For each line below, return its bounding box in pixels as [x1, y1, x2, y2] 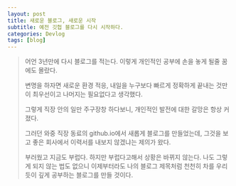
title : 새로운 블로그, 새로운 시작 [7, 17, 97, 24]
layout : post [7, 10, 46, 18]
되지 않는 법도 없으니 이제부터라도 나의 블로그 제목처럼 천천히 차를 [32, 162, 215, 170]
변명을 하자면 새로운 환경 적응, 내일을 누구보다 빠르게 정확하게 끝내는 [24, 81, 215, 89]
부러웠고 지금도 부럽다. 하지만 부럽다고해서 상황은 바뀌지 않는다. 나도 [24, 153, 215, 162]
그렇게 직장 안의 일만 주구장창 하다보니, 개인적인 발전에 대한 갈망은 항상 [24, 105, 222, 114]
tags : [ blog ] [7, 37, 46, 44]
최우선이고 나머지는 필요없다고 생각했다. [32, 90, 144, 99]
